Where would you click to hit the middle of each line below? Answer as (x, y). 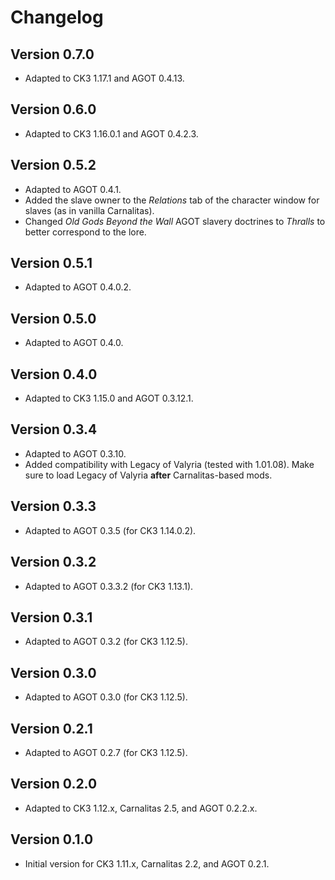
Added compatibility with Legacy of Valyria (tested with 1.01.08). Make (169, 464)
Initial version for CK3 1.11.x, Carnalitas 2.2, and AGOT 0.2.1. (147, 863)
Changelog (57, 17)
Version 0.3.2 (53, 562)
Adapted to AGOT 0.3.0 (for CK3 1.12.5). (106, 697)
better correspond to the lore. (85, 232)
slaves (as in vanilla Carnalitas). (89, 210)
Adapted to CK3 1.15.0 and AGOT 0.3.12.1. (109, 398)
